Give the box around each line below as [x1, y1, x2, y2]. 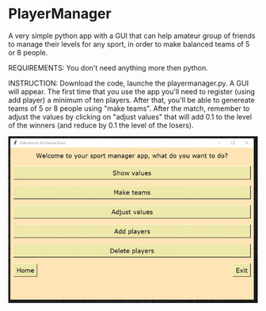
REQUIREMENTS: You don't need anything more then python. [8, 63, 208, 72]
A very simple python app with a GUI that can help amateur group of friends [8, 31, 256, 40]
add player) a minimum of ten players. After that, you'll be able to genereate [8, 95, 255, 104]
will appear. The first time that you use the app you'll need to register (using [8, 86, 256, 96]
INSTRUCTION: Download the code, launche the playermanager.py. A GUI [8, 78, 249, 88]
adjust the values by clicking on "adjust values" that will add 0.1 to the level [8, 112, 252, 121]
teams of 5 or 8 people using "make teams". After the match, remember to [8, 104, 250, 113]
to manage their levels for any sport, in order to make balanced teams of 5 [8, 39, 250, 48]
